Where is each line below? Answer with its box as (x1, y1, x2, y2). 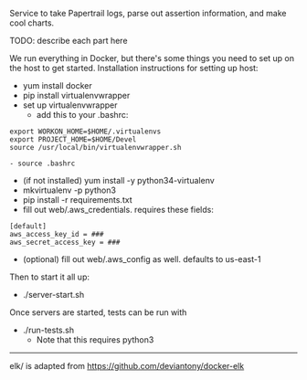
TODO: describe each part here (9, 36, 128, 46)
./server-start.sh (22, 290, 85, 300)
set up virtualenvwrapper (22, 100, 118, 111)
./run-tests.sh (22, 324, 75, 335)
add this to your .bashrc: (36, 110, 129, 120)
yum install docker (22, 80, 93, 90)
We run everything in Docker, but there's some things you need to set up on (9, 53, 295, 63)
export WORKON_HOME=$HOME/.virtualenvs (9, 127, 162, 136)
